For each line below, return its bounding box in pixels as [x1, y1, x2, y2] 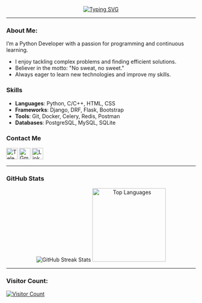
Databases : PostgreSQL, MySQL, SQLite [14, 119, 116, 126]
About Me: [6, 26, 38, 34]
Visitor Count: [6, 277, 48, 286]
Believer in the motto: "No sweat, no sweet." [14, 64, 124, 72]
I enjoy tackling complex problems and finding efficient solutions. [14, 58, 177, 66]
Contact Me [6, 134, 41, 142]
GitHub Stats [6, 174, 44, 183]
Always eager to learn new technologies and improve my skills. [14, 71, 171, 78]
